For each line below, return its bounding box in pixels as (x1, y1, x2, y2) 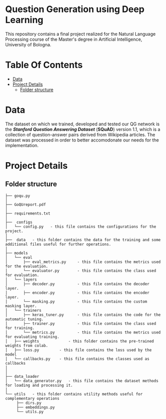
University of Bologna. (5, 41, 52, 47)
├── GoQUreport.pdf (5, 202, 46, 207)
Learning (5, 14, 44, 26)
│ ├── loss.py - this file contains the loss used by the (5, 347, 152, 353)
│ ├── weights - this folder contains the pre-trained (5, 338, 154, 343)
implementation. (5, 142, 39, 148)
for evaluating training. (5, 334, 59, 339)
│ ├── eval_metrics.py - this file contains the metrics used (5, 259, 161, 264)
